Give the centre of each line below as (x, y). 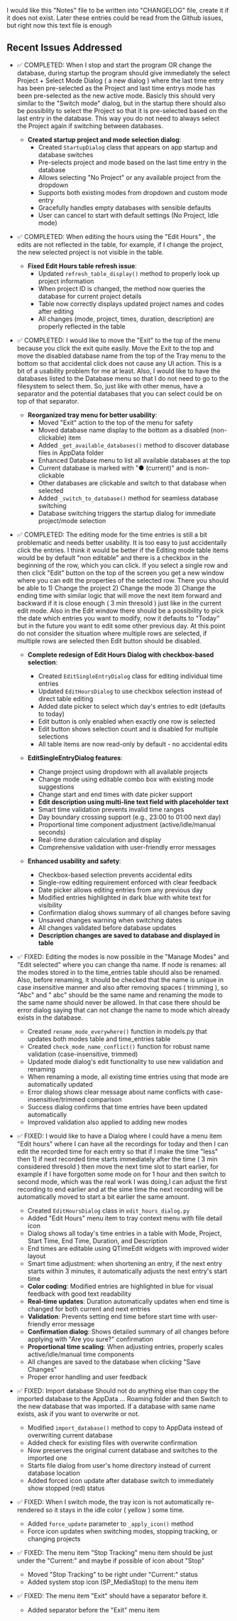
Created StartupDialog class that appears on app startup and (128, 147)
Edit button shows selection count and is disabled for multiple (128, 729)
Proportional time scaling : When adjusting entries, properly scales (126, 1346)
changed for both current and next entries (89, 1309)
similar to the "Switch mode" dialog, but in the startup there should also (121, 103)
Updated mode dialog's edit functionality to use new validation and (125, 1061)
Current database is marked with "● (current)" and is (116, 468)
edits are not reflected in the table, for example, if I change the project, (120, 244)
